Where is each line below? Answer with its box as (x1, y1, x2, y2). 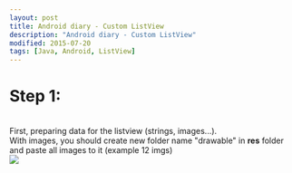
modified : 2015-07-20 (9, 38, 92, 48)
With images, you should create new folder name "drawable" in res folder (9, 135, 284, 146)
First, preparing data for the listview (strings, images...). (9, 126, 218, 137)
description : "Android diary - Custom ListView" (9, 30, 197, 39)
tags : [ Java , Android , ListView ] (9, 47, 136, 56)
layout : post (9, 13, 59, 23)
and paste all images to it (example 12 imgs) (9, 145, 173, 156)
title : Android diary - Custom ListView (9, 22, 165, 31)
